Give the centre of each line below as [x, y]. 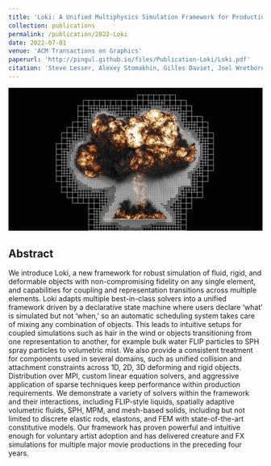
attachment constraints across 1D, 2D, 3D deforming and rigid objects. [125, 367]
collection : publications [52, 25]
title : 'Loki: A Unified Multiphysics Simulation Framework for [119, 17]
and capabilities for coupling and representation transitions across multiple [133, 290]
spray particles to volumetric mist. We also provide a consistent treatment [131, 351]
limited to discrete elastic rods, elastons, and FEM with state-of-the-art [126, 419]
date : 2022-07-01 [38, 43]
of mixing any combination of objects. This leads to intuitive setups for [125, 325]
